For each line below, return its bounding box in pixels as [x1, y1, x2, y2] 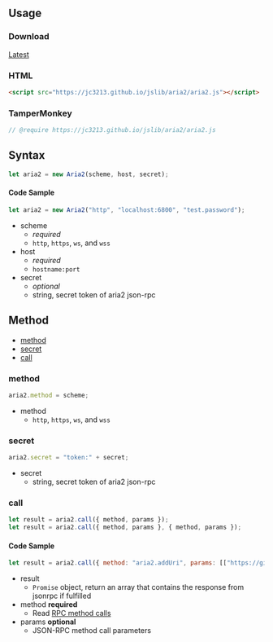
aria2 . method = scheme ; [8, 391, 89, 399]
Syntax [8, 148, 45, 162]
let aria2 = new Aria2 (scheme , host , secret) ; [8, 170, 169, 178]
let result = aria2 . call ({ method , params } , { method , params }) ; [8, 523, 242, 532]
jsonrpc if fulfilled [32, 591, 92, 601]
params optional [19, 617, 76, 627]
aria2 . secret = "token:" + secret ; [8, 454, 129, 462]
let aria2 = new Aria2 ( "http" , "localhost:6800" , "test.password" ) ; [8, 205, 245, 214]
